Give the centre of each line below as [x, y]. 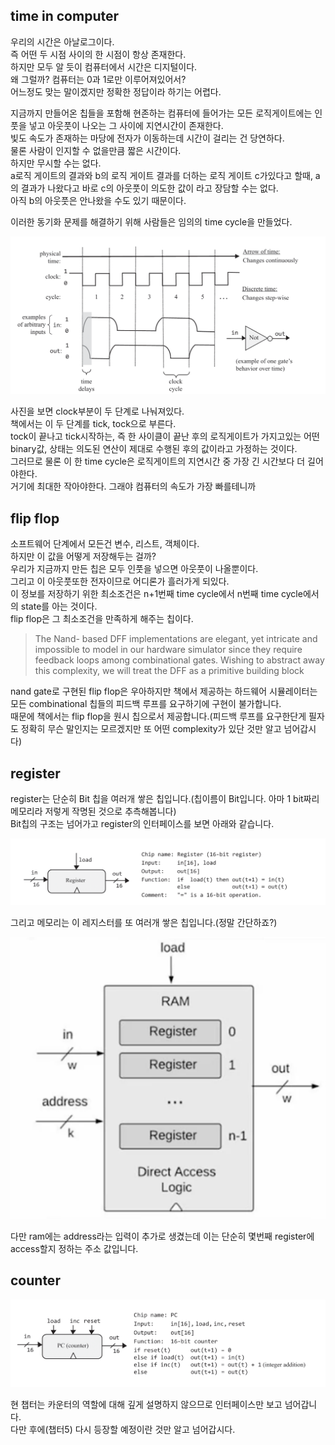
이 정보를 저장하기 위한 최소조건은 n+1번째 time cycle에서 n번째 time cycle [156, 594]
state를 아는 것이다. [59, 606]
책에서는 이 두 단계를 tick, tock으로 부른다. [93, 424]
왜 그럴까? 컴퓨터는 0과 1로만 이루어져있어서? [98, 79]
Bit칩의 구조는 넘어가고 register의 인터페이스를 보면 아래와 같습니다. [142, 823]
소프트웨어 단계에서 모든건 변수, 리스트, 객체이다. [105, 544]
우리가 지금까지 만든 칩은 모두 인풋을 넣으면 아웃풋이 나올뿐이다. [134, 569]
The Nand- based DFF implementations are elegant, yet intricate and [176, 639]
